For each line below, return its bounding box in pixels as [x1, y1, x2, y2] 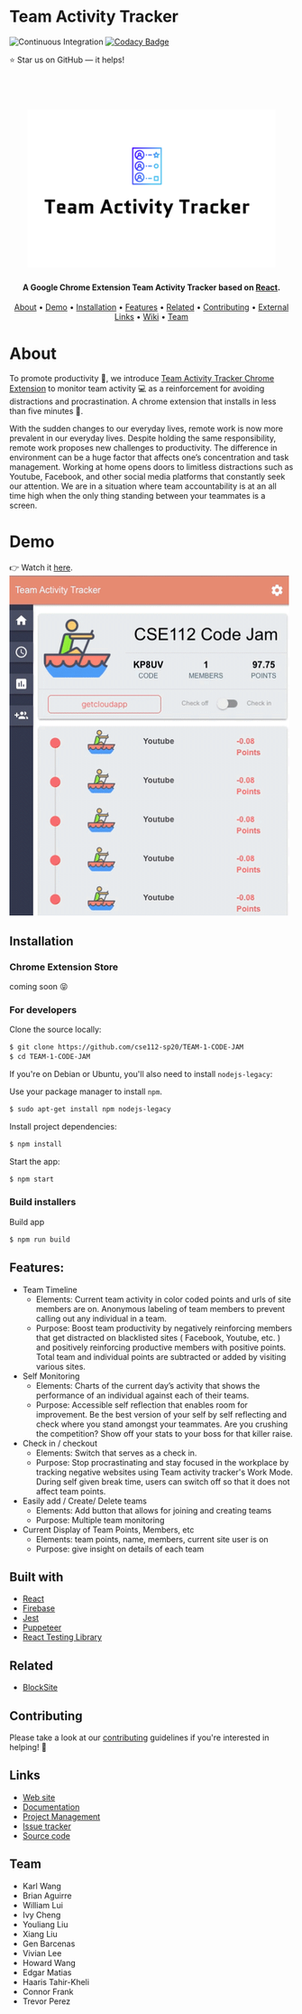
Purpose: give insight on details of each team [35, 1543, 205, 1554]
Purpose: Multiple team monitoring [35, 1514, 165, 1525]
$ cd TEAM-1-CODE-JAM [9, 1053, 91, 1062]
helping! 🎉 [9, 1741, 47, 1752]
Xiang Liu [22, 1928, 58, 1939]
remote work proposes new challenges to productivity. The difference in [9, 443, 278, 454]
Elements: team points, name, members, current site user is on [35, 1533, 269, 1544]
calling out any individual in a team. [35, 1313, 167, 1324]
